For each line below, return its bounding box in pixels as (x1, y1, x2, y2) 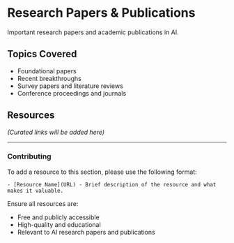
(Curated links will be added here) (7, 128, 105, 136)
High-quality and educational (17, 220, 101, 228)
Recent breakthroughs (17, 74, 81, 82)
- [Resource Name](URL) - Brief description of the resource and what (7, 181, 217, 188)
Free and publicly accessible (17, 213, 100, 221)
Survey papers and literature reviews (17, 82, 123, 90)
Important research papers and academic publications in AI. (7, 28, 179, 36)
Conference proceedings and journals (17, 89, 127, 97)
